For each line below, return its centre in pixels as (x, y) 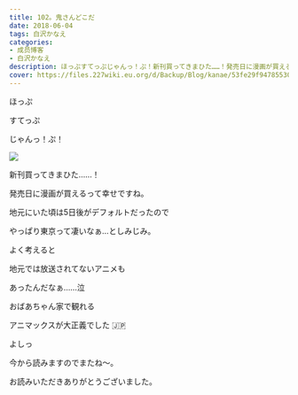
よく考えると (32, 250)
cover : (21, 75)
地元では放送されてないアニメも (67, 268)
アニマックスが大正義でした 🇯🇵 (68, 325)
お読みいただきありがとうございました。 (83, 381)
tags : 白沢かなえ (38, 34)
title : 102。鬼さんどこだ (52, 17)
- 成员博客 (27, 50)
